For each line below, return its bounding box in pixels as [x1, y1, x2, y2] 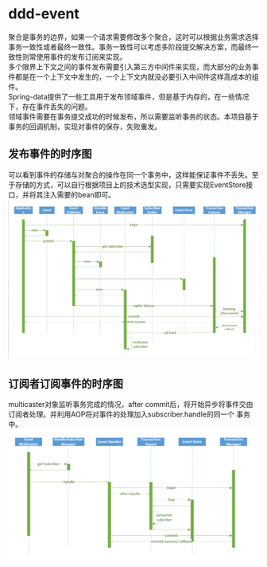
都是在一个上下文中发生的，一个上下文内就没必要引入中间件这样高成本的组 [14, 72, 259, 81]
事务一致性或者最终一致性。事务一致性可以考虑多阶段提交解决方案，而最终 [8, 41, 252, 52]
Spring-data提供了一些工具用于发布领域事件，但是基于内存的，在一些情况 [8, 92, 250, 101]
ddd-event [8, 5, 79, 23]
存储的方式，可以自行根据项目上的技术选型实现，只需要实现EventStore [14, 180, 246, 190]
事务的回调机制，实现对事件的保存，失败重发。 [8, 121, 161, 131]
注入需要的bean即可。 [42, 190, 116, 199]
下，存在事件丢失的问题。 [8, 101, 92, 111]
